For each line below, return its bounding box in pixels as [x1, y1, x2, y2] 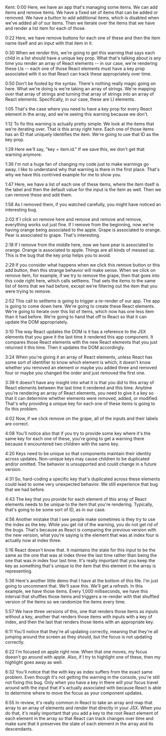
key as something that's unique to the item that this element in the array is [5, 563, 156, 569]
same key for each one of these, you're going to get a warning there [5, 436, 145, 441]
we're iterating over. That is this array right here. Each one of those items [5, 126, 154, 132]
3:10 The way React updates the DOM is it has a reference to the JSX [5, 329, 146, 335]
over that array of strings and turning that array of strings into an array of [5, 91, 155, 97]
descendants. [5, 726, 33, 732]
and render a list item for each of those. [5, 25, 86, 31]
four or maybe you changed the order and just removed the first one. [5, 370, 146, 376]
